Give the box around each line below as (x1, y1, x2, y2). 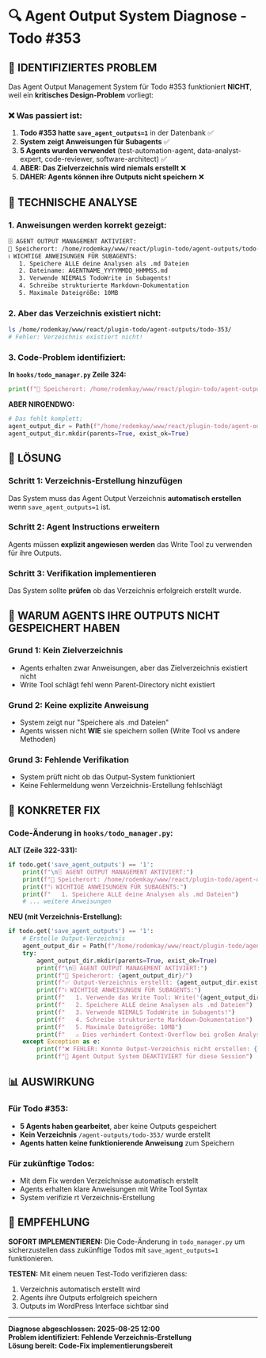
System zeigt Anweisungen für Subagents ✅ (19, 137, 170, 147)
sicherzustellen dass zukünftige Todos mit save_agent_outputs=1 (8, 1245, 219, 1254)
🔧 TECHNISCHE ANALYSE (8, 196, 138, 209)
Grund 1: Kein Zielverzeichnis (8, 645, 123, 656)
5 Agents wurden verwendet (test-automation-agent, (19, 146, 196, 155)
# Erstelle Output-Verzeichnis (22, 935, 126, 943)
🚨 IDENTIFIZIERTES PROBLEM (8, 61, 158, 75)
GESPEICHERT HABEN (8, 621, 120, 635)
